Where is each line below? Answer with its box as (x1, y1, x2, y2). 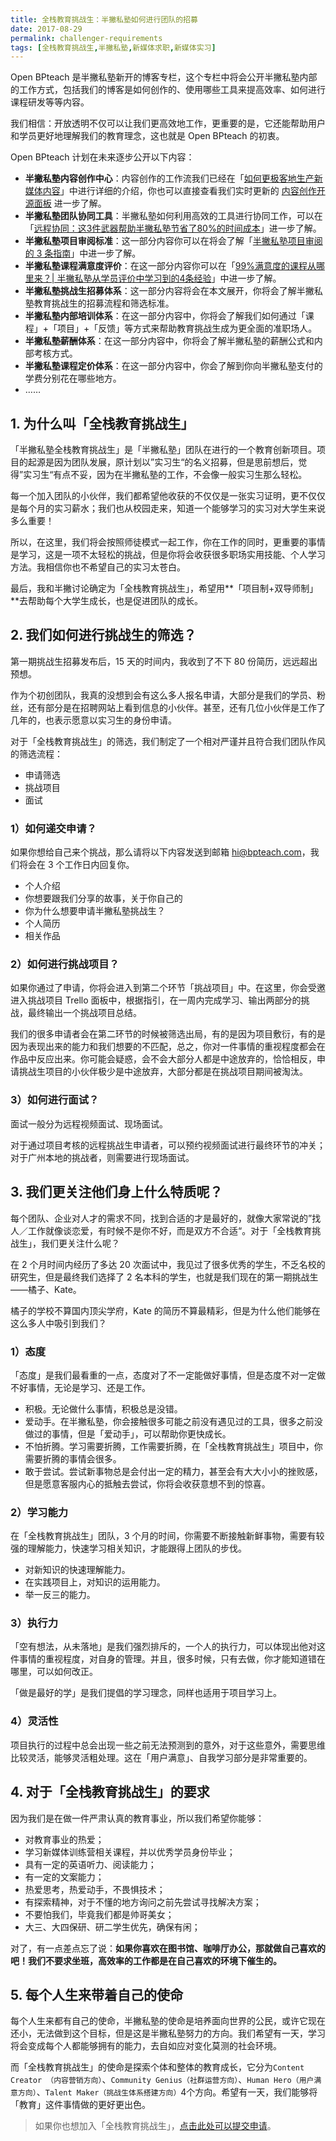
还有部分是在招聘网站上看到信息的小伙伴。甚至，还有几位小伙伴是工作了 (27, 701, 326, 713)
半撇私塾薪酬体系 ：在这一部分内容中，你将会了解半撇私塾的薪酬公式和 (24, 335, 315, 347)
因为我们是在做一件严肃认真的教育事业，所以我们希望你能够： (10, 1812, 265, 1824)
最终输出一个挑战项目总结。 (27, 1007, 142, 1019)
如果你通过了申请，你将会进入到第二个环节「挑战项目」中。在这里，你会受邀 (10, 982, 326, 994)
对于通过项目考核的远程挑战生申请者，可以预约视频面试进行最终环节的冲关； (10, 1139, 326, 1151)
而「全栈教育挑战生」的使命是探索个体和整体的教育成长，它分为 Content (10, 2061, 305, 2073)
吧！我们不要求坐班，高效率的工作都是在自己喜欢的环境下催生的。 (10, 1954, 282, 1966)
